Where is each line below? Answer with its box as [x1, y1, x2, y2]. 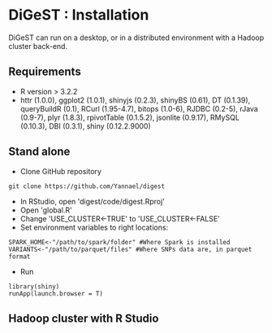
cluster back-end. [8, 41, 67, 50]
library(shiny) [8, 283, 60, 291]
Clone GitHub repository [19, 166, 101, 176]
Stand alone [8, 145, 71, 159]
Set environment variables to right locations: [19, 222, 169, 232]
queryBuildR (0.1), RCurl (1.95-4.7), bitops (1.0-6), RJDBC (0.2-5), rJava [19, 103, 258, 113]
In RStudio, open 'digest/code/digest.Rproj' [19, 196, 165, 206]
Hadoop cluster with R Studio [8, 311, 159, 325]
